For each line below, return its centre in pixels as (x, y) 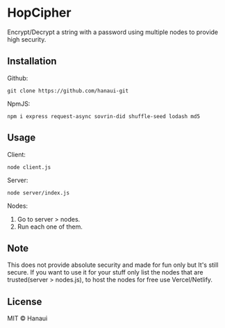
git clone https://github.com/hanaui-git (68, 91)
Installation (32, 61)
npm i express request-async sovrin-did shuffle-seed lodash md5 (103, 116)
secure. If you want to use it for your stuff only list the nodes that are (105, 272)
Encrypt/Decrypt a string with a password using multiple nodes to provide (113, 32)
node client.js (29, 167)
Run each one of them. (50, 227)
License (25, 301)
